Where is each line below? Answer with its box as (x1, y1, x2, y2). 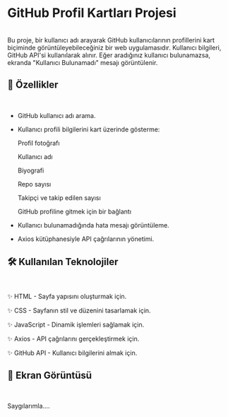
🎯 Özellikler (7, 79, 59, 91)
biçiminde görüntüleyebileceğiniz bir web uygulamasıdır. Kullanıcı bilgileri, (7, 43, 222, 52)
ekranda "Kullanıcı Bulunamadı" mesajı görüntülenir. (7, 58, 158, 66)
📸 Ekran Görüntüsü (7, 369, 92, 381)
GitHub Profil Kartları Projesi (7, 5, 176, 21)
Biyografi (17, 166, 44, 175)
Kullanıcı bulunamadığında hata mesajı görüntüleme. (17, 221, 169, 229)
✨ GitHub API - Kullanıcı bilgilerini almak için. (7, 348, 138, 357)
